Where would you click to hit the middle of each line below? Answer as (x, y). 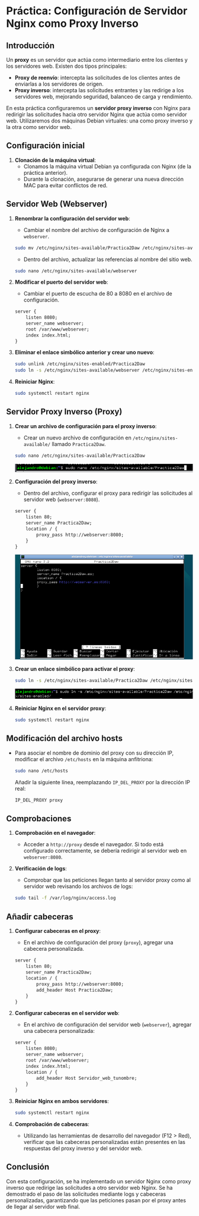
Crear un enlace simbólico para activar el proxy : (75, 669)
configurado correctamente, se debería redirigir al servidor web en (105, 851)
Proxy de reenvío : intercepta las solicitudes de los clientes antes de (97, 78)
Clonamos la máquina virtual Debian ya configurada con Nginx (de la (107, 166)
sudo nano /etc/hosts (41, 771)
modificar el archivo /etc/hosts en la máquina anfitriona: (84, 759)
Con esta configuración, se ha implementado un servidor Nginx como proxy (99, 1181)
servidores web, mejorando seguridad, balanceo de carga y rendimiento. (104, 97)
